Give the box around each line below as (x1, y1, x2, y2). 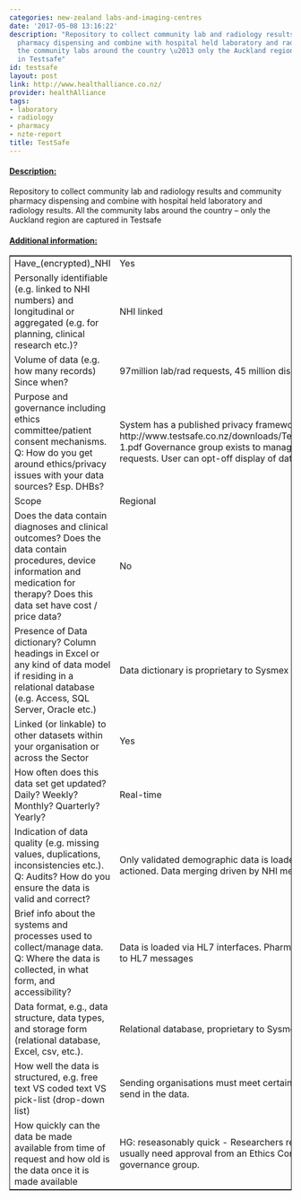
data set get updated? (14, 778, 107, 790)
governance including (14, 402, 106, 414)
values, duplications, (14, 848, 101, 861)
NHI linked (119, 306, 164, 318)
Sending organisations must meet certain (119, 1077, 293, 1090)
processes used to (14, 930, 92, 943)
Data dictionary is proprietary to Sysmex (119, 665, 289, 677)
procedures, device (14, 554, 97, 567)
